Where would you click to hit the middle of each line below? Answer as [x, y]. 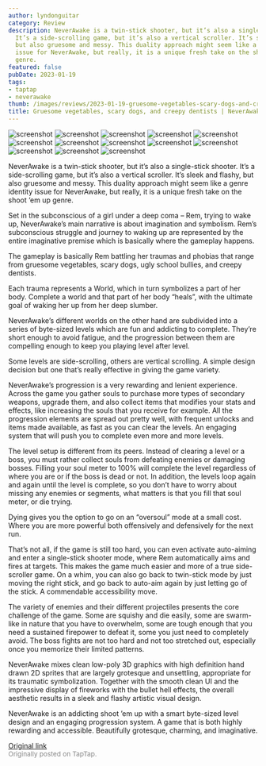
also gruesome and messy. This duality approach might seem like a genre [128, 183]
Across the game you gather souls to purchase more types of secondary [127, 393]
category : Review [37, 23]
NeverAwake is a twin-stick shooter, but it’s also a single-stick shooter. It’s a [132, 166]
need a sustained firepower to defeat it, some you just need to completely [129, 632]
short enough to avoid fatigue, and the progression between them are [122, 337]
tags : [17, 82]
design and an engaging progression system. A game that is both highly [125, 722]
